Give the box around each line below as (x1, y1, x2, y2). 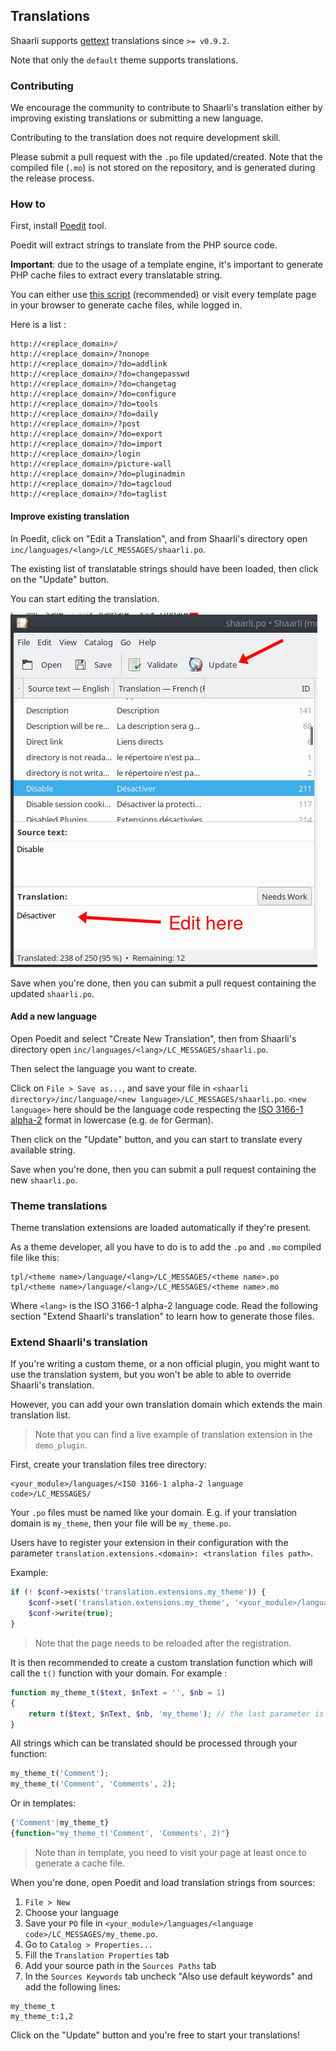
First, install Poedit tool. (10, 220, 107, 232)
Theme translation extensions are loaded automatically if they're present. (10, 1222, 312, 1234)
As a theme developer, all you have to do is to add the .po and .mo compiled (10, 1241, 322, 1253)
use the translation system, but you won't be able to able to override (10, 1369, 292, 1381)
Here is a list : (10, 319, 67, 331)
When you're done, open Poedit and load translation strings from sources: (10, 1876, 316, 1888)
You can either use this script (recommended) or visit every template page (10, 289, 317, 301)
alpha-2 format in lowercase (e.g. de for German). (10, 1114, 214, 1126)
